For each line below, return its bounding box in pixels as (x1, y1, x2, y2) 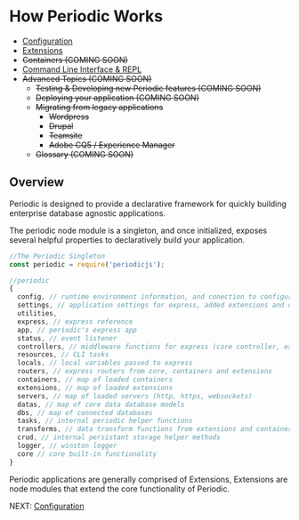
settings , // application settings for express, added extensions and (17, 300, 285, 310)
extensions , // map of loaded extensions (17, 383, 174, 392)
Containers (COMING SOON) (21, 54, 129, 65)
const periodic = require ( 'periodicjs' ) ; (9, 260, 166, 268)
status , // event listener (17, 333, 117, 343)
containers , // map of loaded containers (17, 375, 174, 384)
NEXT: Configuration (9, 500, 85, 511)
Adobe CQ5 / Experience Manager (48, 140, 175, 150)
